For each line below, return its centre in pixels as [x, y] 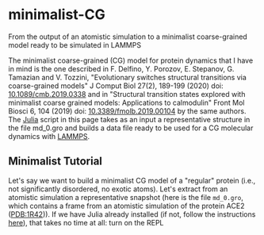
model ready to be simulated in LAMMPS [75, 44]
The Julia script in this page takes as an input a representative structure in [129, 119]
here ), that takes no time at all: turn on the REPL [86, 222]
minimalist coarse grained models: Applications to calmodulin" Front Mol [126, 102]
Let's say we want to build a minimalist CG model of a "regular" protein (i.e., [132, 180]
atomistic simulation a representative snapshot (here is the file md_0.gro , [126, 197]
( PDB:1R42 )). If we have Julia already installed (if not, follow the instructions [132, 214]
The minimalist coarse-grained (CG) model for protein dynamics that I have [131, 60]
